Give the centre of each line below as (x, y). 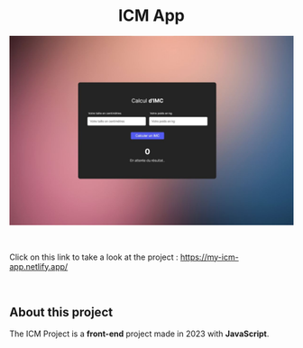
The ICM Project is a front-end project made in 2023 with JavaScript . (139, 334)
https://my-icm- (209, 257)
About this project (61, 312)
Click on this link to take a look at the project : (94, 257)
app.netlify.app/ (39, 266)
